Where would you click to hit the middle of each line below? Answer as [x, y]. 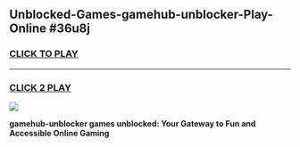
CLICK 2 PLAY [40, 87]
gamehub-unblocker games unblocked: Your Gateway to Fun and [133, 123]
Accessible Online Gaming [59, 133]
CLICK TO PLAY [44, 54]
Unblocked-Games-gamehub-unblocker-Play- [142, 15]
